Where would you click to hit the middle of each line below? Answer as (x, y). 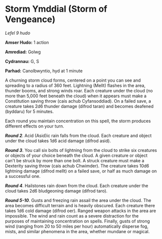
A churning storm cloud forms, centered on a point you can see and (73, 80)
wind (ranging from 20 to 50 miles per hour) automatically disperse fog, (77, 226)
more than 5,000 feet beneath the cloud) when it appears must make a (76, 96)
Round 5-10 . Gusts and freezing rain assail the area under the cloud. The (78, 200)
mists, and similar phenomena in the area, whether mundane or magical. (77, 231)
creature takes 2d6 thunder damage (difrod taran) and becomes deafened (80, 106)
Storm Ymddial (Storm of (56, 9)
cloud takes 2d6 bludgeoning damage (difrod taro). (56, 191)
